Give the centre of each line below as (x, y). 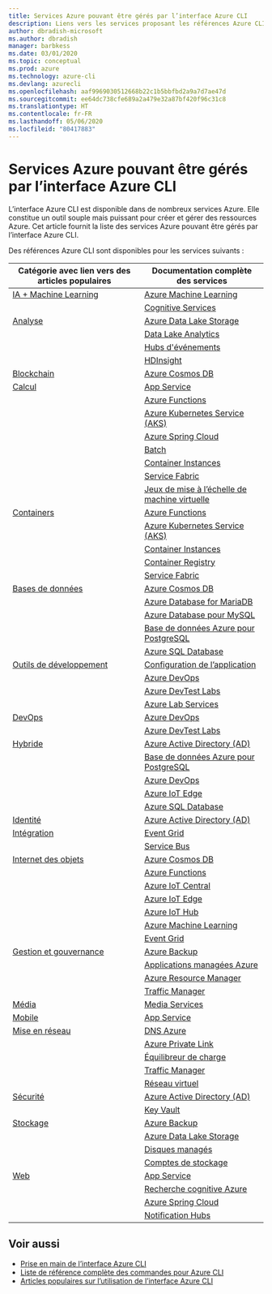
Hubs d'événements (183, 347)
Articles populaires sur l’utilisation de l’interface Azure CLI (117, 1281)
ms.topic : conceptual (45, 62)
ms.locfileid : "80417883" (52, 129)
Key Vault (162, 1110)
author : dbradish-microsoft (56, 31)
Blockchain (34, 373)
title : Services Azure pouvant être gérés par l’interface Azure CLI (128, 16)
